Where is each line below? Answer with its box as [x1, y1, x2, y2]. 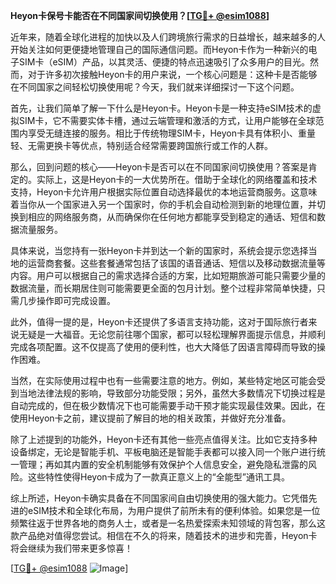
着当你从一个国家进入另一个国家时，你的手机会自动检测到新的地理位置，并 [10, 199, 317, 210]
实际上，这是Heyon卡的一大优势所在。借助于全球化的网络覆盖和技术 [36, 174, 318, 185]
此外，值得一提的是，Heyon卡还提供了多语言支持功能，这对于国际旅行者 [10, 316, 309, 328]
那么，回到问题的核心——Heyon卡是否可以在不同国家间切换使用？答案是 [10, 161, 309, 173]
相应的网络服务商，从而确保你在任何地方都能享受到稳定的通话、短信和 [27, 211, 317, 223]
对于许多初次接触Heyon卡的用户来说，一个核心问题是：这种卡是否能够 [27, 69, 318, 80]
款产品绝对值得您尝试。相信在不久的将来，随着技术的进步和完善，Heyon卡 [10, 530, 318, 541]
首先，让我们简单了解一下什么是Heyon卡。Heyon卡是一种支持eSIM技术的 [10, 102, 313, 114]
